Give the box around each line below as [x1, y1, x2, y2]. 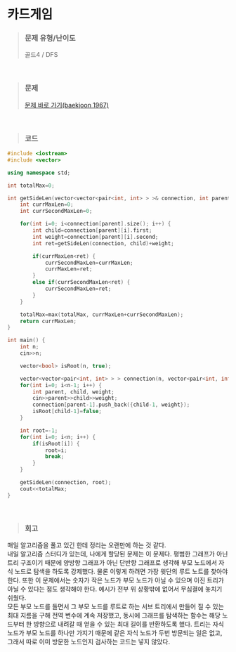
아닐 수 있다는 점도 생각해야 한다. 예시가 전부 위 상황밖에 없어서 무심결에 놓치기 [7, 585, 223, 593]
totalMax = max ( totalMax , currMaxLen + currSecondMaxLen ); [20, 311, 184, 318]
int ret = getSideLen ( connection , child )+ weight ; [32, 240, 174, 247]
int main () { [7, 337, 46, 344]
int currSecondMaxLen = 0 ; [20, 208, 93, 215]
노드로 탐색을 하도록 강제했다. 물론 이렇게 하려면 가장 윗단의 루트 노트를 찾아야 [14, 567, 228, 575]
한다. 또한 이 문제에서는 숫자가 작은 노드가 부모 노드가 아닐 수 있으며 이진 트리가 [7, 576, 225, 584]
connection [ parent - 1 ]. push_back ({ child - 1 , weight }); [32, 401, 190, 408]
